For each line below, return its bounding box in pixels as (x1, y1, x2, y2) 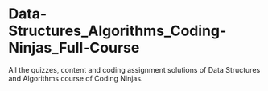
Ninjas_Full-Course (8, 39, 140, 57)
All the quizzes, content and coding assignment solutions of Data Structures (8, 65, 261, 74)
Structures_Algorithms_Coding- (8, 22, 227, 40)
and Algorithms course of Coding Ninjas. (8, 73, 143, 83)
